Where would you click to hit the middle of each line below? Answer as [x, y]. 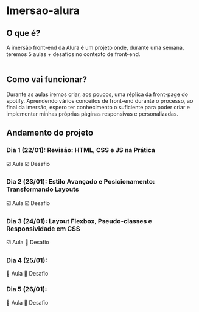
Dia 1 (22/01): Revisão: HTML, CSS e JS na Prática [81, 150]
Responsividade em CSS [43, 229]
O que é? [23, 33]
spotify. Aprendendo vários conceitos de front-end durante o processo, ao [100, 100]
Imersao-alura [43, 11]
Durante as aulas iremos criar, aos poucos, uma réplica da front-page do [97, 94]
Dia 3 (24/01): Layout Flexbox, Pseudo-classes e [79, 221]
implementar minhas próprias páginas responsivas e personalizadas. [93, 114]
